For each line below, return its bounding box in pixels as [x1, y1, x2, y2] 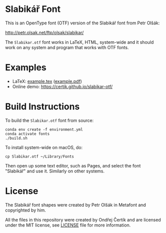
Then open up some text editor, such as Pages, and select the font [5, 162, 141, 168]
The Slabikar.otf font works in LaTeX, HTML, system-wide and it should [5, 39, 154, 45]
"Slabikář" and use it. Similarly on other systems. [5, 168, 105, 174]
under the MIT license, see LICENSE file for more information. [5, 222, 131, 228]
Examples [5, 62, 47, 73]
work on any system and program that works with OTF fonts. [5, 44, 129, 50]
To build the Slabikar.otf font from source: [5, 117, 94, 123]
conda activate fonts [5, 131, 50, 136]
